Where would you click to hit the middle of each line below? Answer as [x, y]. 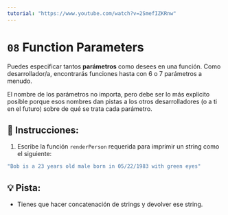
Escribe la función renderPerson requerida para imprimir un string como [118, 147]
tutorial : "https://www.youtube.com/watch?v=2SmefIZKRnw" [92, 13]
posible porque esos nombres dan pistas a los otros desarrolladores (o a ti [112, 101]
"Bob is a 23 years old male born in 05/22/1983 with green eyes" [104, 166]
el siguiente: [34, 154]
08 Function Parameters [76, 47]
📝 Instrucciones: [43, 130]
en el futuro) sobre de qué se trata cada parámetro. [80, 109]
